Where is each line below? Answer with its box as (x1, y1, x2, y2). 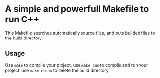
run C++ (5, 14, 40, 25)
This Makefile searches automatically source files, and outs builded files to (5, 30, 155, 36)
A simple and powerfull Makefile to (5, 3, 149, 15)
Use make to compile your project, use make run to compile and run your (5, 62, 148, 68)
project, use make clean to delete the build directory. (5, 67, 110, 73)
